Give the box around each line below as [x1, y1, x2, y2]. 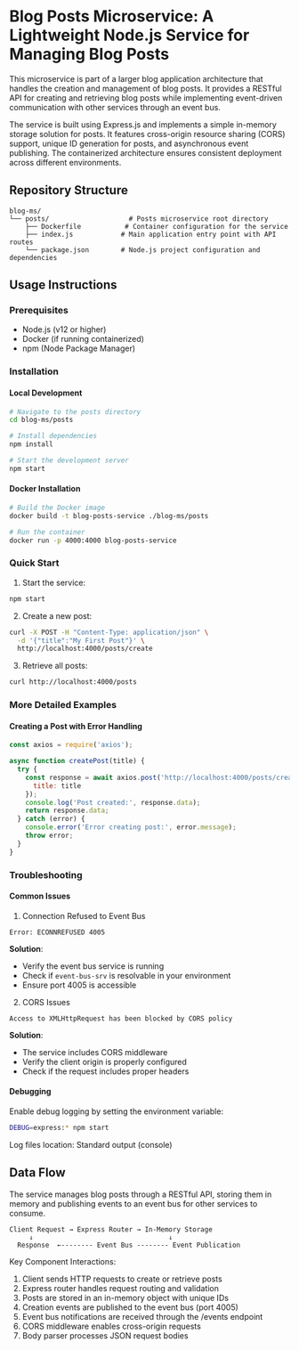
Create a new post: [21, 610, 93, 621]
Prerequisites [9, 305, 69, 317]
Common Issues [9, 891, 71, 901]
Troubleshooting [9, 868, 83, 881]
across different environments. [9, 157, 122, 167]
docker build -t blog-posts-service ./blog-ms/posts [9, 511, 209, 520]
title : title [32, 781, 82, 790]
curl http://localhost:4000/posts [9, 678, 138, 687]
